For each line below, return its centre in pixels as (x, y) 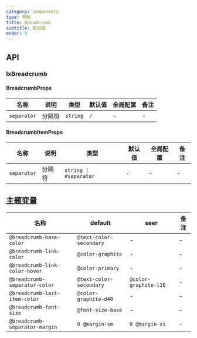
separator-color (32, 285)
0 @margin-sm (95, 324)
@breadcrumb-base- (35, 237)
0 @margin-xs (147, 324)
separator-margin (33, 327)
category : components (33, 11)
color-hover (26, 271)
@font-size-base (100, 310)
